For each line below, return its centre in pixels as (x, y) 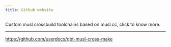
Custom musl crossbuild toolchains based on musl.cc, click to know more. (83, 24)
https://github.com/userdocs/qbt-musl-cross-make (59, 39)
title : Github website (29, 10)
